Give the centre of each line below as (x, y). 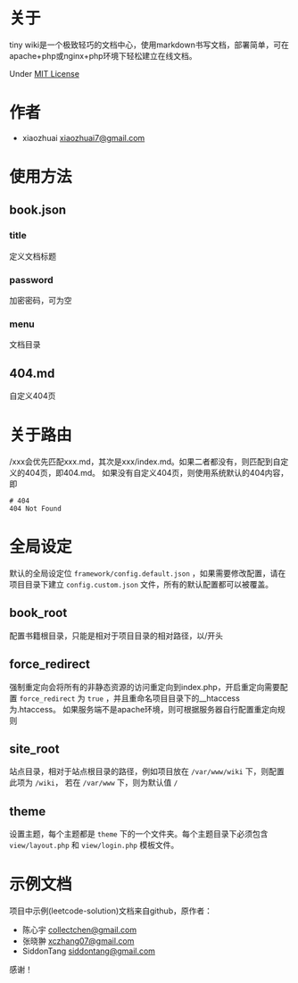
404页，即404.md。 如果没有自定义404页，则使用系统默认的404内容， (157, 473)
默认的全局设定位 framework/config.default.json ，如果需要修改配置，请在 (148, 573)
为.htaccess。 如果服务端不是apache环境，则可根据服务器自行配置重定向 (144, 709)
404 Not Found (36, 509)
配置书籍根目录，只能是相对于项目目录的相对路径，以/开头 (116, 636)
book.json (38, 210)
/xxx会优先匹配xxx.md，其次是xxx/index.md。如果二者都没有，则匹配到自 (145, 462)
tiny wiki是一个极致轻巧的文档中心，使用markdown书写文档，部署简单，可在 (149, 45)
